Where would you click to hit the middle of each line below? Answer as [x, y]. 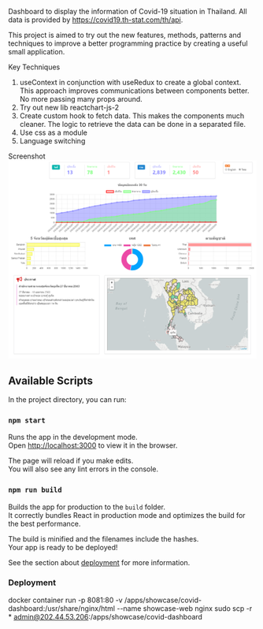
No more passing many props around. [81, 99]
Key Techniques [34, 67]
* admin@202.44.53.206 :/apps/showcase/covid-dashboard [106, 616]
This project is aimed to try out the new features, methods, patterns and [125, 35]
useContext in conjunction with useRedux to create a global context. [130, 82]
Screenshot [27, 156]
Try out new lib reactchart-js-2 [69, 107]
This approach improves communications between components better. [134, 91]
